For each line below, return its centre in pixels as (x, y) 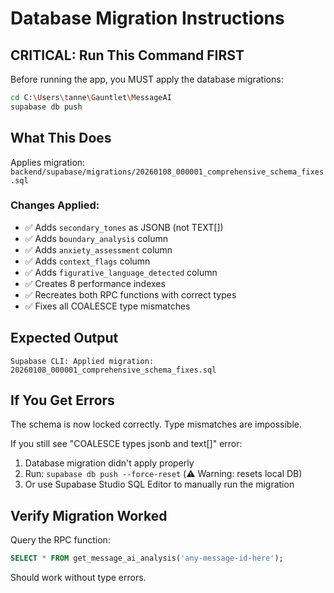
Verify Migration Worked (89, 515)
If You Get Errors (62, 400)
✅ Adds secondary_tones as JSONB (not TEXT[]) (124, 227)
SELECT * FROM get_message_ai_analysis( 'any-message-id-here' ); (147, 558)
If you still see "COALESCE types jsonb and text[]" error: (126, 444)
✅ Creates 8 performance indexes (95, 283)
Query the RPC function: (60, 540)
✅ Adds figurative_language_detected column (121, 272)
